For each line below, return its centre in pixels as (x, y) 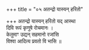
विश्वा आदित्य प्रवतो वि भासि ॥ (34, 41)
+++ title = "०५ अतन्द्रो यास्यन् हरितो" (45, 9)
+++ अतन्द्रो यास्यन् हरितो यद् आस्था (41, 21)
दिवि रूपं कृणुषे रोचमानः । (30, 28)
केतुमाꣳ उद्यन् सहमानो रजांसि (33, 35)
